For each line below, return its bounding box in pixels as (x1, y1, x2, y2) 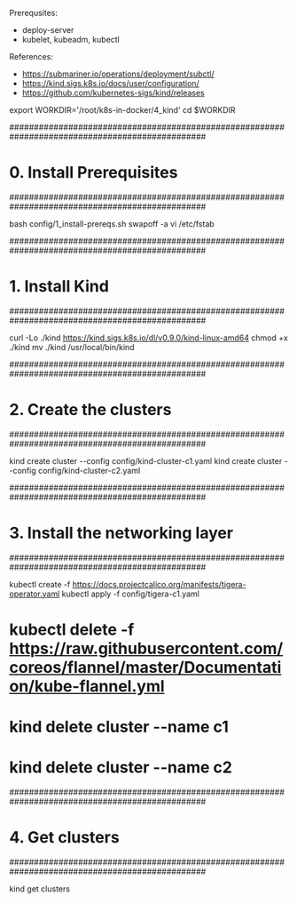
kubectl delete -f (9, 619, 135, 639)
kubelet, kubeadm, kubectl (21, 35, 120, 44)
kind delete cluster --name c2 (9, 757, 233, 778)
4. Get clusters (9, 827, 120, 848)
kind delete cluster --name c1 (9, 717, 229, 737)
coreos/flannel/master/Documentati (9, 657, 282, 677)
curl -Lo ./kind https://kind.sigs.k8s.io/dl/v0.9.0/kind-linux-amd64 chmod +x (9, 332, 288, 343)
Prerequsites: (9, 8, 59, 18)
